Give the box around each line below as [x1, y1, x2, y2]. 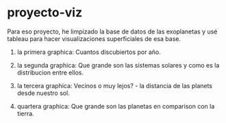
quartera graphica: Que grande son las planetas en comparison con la [16, 102, 215, 110]
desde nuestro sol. [16, 89, 70, 97]
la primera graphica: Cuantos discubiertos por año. [16, 48, 161, 56]
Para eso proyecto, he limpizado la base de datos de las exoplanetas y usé [7, 27, 218, 36]
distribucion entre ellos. [16, 68, 84, 77]
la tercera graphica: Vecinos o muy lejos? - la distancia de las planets [16, 81, 213, 90]
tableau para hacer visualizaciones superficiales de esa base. [7, 34, 181, 42]
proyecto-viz [7, 5, 83, 20]
